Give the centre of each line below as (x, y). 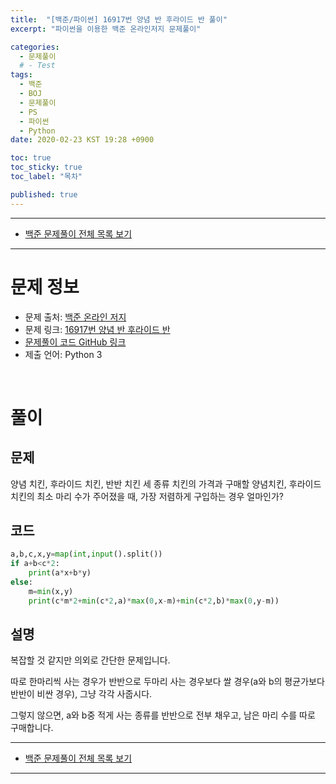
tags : (21, 75)
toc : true (31, 158)
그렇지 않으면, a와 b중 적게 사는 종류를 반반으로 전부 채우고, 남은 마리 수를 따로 (163, 715)
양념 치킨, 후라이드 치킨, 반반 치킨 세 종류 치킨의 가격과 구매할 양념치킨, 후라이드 (166, 483)
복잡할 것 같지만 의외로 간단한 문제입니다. (90, 660)
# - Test (37, 66)
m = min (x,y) (51, 591)
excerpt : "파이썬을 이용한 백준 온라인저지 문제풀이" (106, 29)
